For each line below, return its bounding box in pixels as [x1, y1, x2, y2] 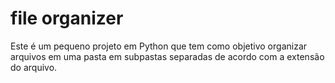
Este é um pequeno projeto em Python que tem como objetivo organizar [10, 40, 308, 52]
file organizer [10, 7, 124, 30]
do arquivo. [10, 61, 58, 73]
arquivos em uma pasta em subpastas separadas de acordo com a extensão [10, 50, 325, 62]
